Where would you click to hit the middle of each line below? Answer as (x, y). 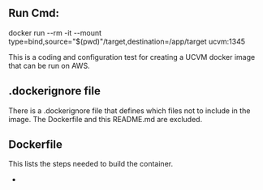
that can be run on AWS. (50, 65)
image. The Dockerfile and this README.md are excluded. (106, 119)
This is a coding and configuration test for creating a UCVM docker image (132, 57)
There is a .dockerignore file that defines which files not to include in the (129, 110)
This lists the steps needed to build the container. (91, 164)
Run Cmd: (34, 13)
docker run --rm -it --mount (55, 32)
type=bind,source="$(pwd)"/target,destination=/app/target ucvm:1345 (127, 41)
